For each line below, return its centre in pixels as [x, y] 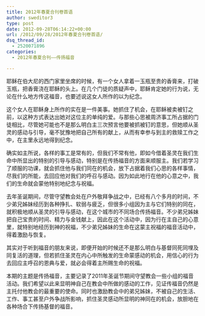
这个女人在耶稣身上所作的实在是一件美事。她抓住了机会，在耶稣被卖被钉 [97, 109]
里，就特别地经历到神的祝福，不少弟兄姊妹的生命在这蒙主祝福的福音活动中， [103, 227]
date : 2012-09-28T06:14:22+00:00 [49, 29]
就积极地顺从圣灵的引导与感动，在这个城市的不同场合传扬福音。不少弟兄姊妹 [103, 211]
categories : [21, 52]
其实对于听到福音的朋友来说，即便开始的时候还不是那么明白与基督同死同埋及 [103, 248]
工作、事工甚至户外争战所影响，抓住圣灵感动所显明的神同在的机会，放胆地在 [103, 299]
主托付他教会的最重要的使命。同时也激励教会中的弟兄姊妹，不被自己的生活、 [103, 291]
